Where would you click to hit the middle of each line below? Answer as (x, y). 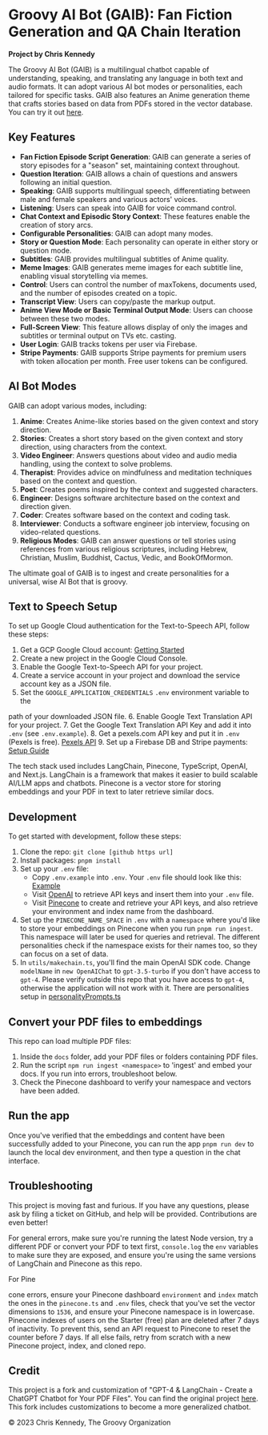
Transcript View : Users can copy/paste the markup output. (118, 301)
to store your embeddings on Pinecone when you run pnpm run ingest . (136, 928)
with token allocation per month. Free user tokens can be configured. (134, 361)
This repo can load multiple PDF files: (70, 1041)
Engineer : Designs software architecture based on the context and (130, 498)
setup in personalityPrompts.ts (70, 996)
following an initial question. (66, 182)
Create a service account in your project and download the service (130, 676)
